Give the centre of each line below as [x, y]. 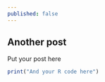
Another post [37, 42]
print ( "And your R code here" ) [53, 72]
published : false [33, 14]
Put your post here [34, 59]
